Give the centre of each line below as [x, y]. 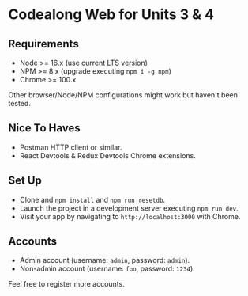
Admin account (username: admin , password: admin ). [105, 260]
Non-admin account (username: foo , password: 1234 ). [107, 269]
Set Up [25, 181]
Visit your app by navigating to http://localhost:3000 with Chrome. [130, 216]
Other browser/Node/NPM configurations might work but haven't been [123, 95]
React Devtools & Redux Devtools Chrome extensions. [107, 155]
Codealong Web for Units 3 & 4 [111, 15]
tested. [20, 103]
